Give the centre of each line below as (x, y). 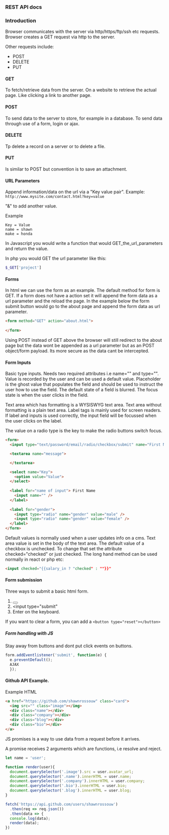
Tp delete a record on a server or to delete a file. (55, 146)
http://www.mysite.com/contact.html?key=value (55, 197)
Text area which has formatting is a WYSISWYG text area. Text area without (83, 405)
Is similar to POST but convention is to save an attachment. (66, 169)
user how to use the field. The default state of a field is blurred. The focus (82, 390)
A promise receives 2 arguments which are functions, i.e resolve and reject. (83, 749)
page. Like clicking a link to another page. (49, 95)
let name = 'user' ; (26, 758)
